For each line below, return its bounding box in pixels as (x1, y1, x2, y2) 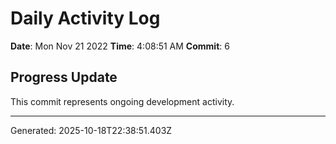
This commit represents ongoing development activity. (10, 95, 235, 107)
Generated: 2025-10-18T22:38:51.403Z (10, 124, 173, 136)
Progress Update (10, 69, 118, 86)
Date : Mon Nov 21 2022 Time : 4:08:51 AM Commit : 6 (10, 40, 230, 52)
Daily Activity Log (10, 7, 161, 30)
